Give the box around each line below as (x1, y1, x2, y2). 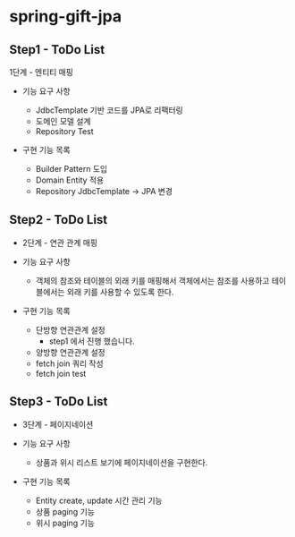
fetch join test (35, 368, 87, 379)
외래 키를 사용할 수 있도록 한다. (66, 286, 174, 297)
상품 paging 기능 (35, 506, 96, 516)
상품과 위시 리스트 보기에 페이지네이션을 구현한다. (35, 456, 208, 467)
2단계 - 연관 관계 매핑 (21, 237, 98, 248)
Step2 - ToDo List (9, 212, 108, 227)
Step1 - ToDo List (9, 42, 105, 57)
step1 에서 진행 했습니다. (48, 336, 136, 346)
